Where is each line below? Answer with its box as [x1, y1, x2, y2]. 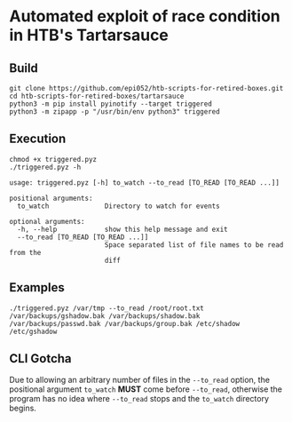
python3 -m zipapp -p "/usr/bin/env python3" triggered [9, 107, 220, 116]
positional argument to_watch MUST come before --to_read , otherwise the [9, 384, 282, 394]
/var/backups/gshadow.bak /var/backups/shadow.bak [9, 311, 201, 321]
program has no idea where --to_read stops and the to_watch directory [9, 394, 269, 404]
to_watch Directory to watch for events [17, 202, 220, 211]
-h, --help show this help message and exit [17, 225, 228, 234]
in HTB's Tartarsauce [9, 25, 169, 45]
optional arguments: [9, 217, 86, 226]
